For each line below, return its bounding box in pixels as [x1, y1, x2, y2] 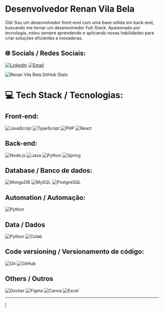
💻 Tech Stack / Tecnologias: [5, 89, 123, 100]
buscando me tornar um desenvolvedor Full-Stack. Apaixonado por [5, 24, 141, 30]
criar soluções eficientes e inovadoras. [5, 35, 83, 41]
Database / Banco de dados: [5, 166, 93, 175]
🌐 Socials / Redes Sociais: [5, 49, 86, 58]
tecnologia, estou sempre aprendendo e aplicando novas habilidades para [5, 30, 154, 36]
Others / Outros [5, 274, 54, 283]
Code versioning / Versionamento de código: [5, 248, 144, 256]
